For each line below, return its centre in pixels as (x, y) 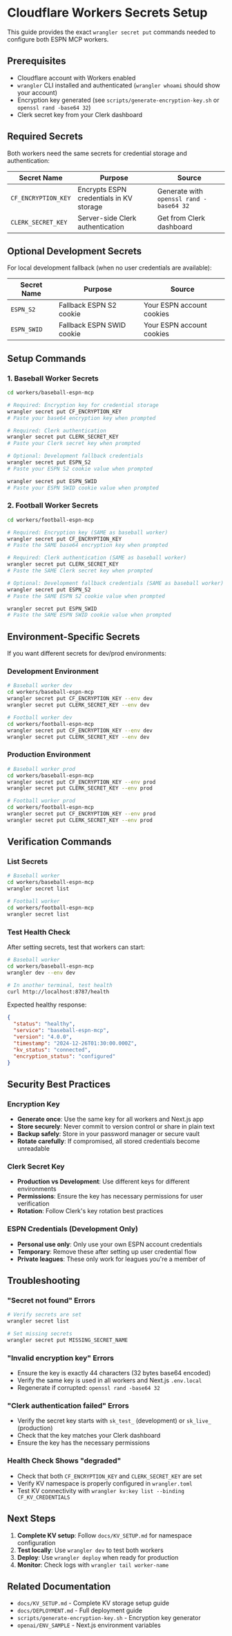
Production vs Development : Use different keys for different (103, 1182)
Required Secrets (45, 137)
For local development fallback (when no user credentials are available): (109, 268)
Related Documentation (59, 1586)
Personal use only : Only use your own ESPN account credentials (109, 1244)
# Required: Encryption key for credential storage (83, 405)
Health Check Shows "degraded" (64, 1461)
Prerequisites (37, 61)
